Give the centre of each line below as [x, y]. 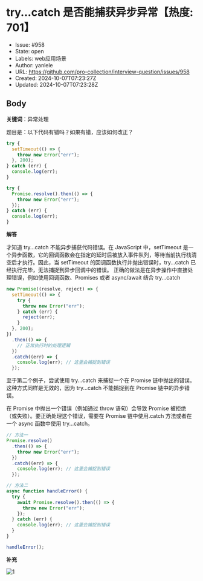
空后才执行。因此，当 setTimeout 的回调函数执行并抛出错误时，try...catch [98, 262]
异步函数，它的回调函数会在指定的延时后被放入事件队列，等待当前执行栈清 [104, 255]
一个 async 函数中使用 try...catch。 [50, 424]
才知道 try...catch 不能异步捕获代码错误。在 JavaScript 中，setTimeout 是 [97, 247]
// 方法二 [17, 486]
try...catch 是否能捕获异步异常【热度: [100, 12]
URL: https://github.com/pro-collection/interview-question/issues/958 [102, 72]
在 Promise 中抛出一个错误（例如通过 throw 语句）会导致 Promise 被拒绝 [96, 408]
